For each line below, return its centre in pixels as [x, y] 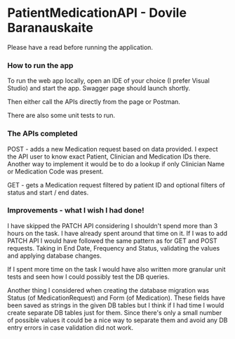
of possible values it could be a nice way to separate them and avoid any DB [117, 320]
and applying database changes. [54, 255]
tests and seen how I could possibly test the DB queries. [88, 277]
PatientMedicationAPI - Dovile [97, 13]
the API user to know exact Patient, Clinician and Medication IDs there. [109, 157]
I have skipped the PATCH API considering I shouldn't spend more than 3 [113, 225]
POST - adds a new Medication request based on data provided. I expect [113, 149]
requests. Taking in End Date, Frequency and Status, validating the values [114, 248]
